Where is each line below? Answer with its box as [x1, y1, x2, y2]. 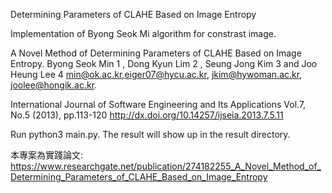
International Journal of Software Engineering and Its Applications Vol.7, [10, 99, 307, 110]
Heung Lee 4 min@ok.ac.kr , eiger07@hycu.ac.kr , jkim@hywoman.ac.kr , [10, 69, 303, 80]
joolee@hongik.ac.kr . [10, 79, 98, 91]
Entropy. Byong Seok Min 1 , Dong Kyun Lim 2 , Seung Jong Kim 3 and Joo [10, 58, 318, 69]
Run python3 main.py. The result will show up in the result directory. [10, 129, 291, 140]
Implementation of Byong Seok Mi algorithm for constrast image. [10, 28, 277, 39]
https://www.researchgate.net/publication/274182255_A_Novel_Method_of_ [10, 160, 322, 172]
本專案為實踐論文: [10, 149, 84, 161]
